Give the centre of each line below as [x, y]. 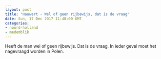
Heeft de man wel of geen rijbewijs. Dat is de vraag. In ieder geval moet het [81, 46]
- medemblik [17, 32]
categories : [17, 23]
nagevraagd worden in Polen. [35, 51]
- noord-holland [21, 28]
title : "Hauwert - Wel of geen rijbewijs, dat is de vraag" [68, 14]
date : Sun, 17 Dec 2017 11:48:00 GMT [43, 19]
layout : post [18, 10]
